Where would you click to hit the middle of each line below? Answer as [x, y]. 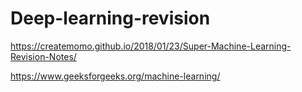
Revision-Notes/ [43, 56]
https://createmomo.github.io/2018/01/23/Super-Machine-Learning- [151, 46]
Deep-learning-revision [110, 18]
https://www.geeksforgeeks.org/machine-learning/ [115, 76]
